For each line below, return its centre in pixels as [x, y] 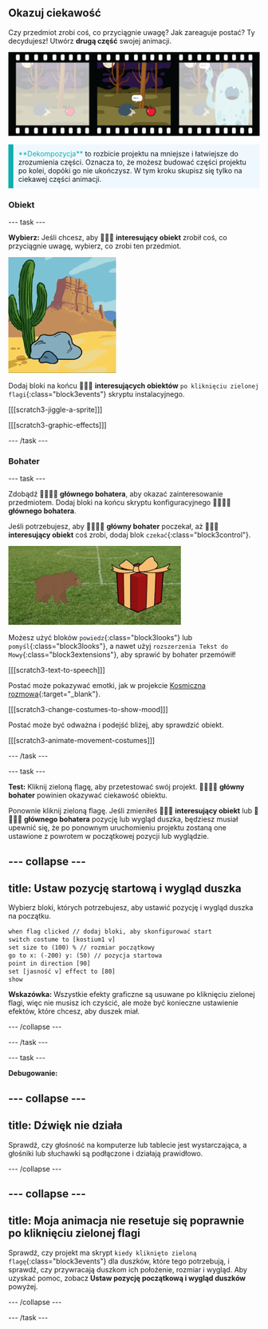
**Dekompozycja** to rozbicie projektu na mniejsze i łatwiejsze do [129, 153]
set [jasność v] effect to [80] [62, 972]
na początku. [30, 916]
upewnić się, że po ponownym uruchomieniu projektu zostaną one [118, 828]
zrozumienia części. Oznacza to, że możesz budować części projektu [133, 162]
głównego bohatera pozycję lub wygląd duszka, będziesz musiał [131, 819]
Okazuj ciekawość [55, 13]
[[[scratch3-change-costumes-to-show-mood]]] [89, 710]
